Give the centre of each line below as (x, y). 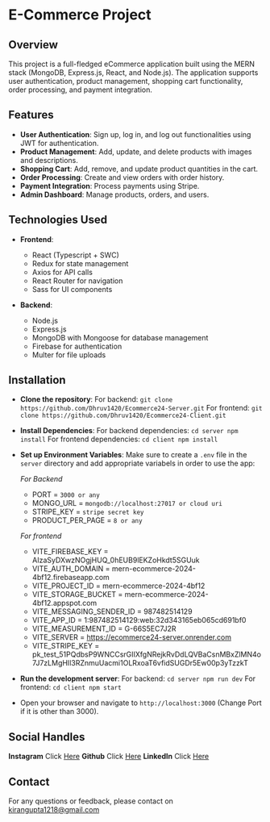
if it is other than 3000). (59, 711)
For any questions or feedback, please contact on (91, 801)
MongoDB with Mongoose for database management (120, 337)
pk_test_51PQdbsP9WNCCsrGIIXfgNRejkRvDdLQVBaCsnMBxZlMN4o (147, 654)
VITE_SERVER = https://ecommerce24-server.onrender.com (132, 637)
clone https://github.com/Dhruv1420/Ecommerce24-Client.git (123, 416)
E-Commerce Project (80, 15)
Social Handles (47, 737)
